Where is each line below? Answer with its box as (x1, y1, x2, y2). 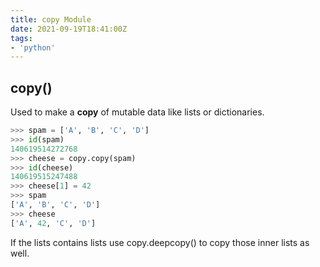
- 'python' (10, 42, 56, 53)
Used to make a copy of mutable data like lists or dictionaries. (10, 106, 265, 118)
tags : (10, 33, 33, 43)
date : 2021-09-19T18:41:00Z (10, 24, 128, 34)
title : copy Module (10, 14, 92, 25)
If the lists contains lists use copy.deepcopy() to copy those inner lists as (10, 236, 310, 248)
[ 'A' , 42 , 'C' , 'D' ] (10, 218, 97, 228)
